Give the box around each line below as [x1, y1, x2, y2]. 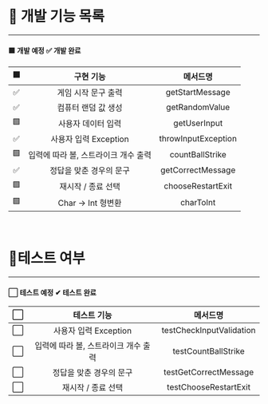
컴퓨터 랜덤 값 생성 [57, 102, 123, 113]
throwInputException [159, 133, 238, 145]
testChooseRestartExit [167, 382, 251, 393]
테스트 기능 [73, 310, 112, 321]
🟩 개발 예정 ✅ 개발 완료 [8, 46, 81, 55]
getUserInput [173, 117, 223, 129]
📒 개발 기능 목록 [8, 7, 105, 26]
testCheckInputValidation [161, 325, 256, 336]
